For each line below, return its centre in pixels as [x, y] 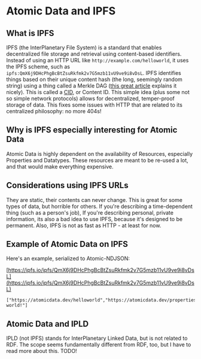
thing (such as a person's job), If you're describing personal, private [90, 212]
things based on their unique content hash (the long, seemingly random [94, 79]
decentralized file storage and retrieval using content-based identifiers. [94, 54]
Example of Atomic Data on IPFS [67, 244]
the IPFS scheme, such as [38, 67]
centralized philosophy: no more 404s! [54, 111]
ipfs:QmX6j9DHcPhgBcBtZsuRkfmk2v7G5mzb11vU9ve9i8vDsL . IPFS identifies [94, 73]
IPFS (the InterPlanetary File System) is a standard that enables [84, 47]
